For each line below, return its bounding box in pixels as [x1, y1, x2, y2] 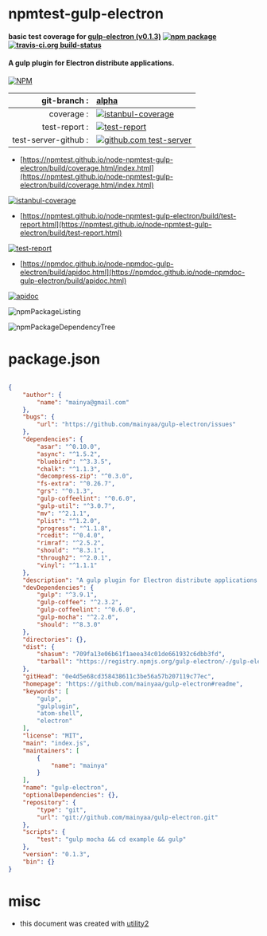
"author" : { [22, 391, 62, 399]
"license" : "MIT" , [22, 732, 83, 740]
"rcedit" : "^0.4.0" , [37, 532, 105, 540]
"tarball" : [37, 658, 73, 666]
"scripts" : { [22, 828, 66, 836]
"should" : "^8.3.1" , [37, 547, 105, 555]
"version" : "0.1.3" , [22, 851, 91, 859]
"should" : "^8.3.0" [37, 620, 102, 628]
